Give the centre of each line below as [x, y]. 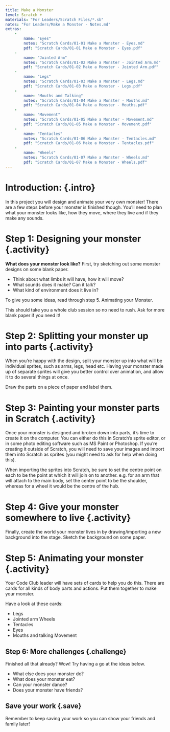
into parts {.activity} [49, 347]
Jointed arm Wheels [34, 619]
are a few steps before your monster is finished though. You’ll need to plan [84, 207]
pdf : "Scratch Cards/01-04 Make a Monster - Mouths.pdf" [85, 105]
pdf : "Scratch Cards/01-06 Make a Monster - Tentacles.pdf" [89, 143]
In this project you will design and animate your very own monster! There [82, 202]
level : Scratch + [24, 15]
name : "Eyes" [38, 39]
